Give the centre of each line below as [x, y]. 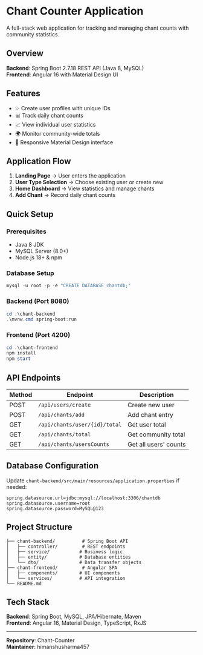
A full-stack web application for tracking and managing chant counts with [98, 28]
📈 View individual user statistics [55, 124]
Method [21, 395]
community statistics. [33, 34]
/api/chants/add [61, 415]
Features [23, 94]
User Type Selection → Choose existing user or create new [89, 182]
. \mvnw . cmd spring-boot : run [42, 319]
